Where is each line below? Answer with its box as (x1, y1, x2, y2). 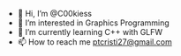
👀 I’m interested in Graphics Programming (17, 17, 170, 28)
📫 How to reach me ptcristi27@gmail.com (17, 37, 172, 47)
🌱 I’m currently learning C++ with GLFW (17, 27, 163, 37)
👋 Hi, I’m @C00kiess (17, 9, 93, 18)
